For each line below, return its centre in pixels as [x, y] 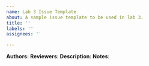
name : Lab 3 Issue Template [41, 12]
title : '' [19, 23]
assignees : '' [24, 34]
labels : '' [20, 28]
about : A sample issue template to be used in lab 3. [75, 17]
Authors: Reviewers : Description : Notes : [58, 56]
